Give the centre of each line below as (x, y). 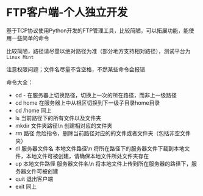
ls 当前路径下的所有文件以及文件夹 (58, 118)
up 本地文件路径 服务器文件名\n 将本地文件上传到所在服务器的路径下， (103, 163)
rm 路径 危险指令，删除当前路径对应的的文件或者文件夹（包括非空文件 (103, 133)
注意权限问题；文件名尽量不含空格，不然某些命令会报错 (76, 69)
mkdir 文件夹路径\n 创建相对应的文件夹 (64, 125)
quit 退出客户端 (34, 179)
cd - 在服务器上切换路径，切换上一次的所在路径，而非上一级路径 (96, 95)
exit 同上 (26, 186)
